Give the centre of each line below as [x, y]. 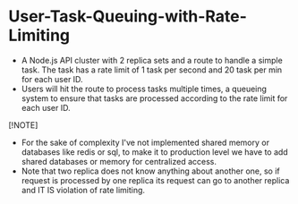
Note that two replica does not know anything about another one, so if [150, 171]
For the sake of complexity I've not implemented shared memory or [145, 142]
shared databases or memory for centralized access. [119, 161]
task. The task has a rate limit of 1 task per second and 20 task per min [152, 70]
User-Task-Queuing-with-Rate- [128, 17]
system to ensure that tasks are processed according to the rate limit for [154, 98]
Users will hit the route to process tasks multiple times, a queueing [144, 89]
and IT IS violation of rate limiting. [83, 190]
